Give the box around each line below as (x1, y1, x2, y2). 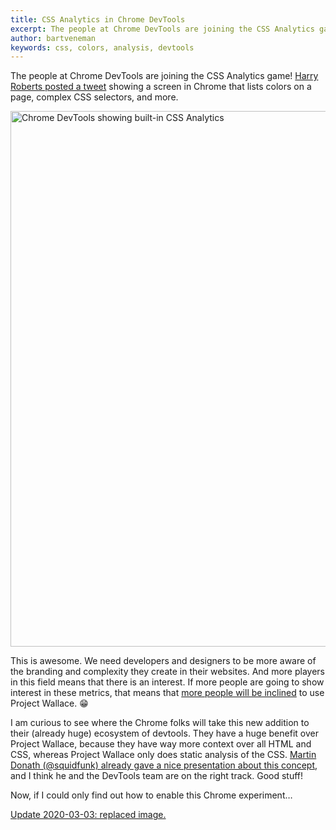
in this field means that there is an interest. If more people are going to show (10, 676, 325, 688)
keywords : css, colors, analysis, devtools (10, 42, 195, 53)
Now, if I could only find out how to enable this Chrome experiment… (10, 789, 293, 801)
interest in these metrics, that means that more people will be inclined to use (10, 687, 325, 699)
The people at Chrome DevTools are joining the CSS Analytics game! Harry (10, 70, 319, 82)
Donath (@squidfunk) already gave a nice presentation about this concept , (10, 759, 318, 771)
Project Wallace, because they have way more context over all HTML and (10, 738, 312, 750)
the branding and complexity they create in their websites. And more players (10, 666, 325, 678)
